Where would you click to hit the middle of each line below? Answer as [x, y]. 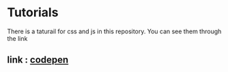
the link [17, 38]
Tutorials [33, 13]
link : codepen [38, 60]
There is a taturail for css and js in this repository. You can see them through [114, 31]
